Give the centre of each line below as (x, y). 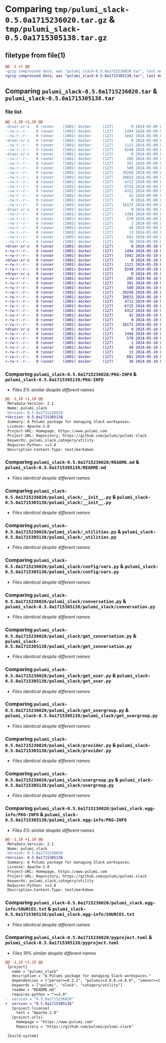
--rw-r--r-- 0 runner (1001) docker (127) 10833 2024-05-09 (82, 177)
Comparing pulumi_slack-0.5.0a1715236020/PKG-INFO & (71, 374)
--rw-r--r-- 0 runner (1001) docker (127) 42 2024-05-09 (82, 196)
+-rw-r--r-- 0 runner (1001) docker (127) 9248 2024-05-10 (82, 269)
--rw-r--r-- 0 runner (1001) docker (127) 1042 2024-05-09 (82, 136)
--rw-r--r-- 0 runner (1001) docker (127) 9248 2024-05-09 (82, 149)
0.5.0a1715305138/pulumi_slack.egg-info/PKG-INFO (66, 820)
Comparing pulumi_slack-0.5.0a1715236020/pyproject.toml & (79, 938)
